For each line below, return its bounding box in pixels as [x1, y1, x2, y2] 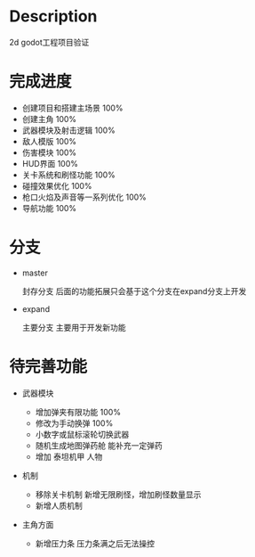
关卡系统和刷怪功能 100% [21, 169, 116, 180]
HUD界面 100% [21, 158, 78, 168]
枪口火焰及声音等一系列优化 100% [21, 192, 147, 202]
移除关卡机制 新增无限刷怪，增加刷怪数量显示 [35, 488, 202, 500]
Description [9, 6, 98, 27]
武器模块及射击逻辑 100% [21, 125, 116, 135]
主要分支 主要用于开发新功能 [21, 322, 126, 332]
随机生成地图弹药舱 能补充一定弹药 [35, 439, 163, 451]
